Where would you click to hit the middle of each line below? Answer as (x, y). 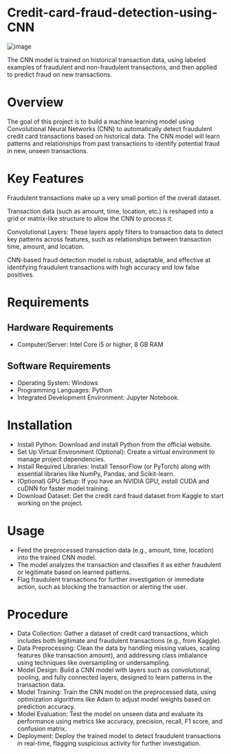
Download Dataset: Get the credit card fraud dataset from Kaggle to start (120, 495)
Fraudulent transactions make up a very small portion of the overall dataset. (114, 197)
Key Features (46, 179)
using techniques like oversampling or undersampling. (93, 663)
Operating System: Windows (57, 383)
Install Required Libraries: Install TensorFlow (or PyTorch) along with (113, 466)
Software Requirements (59, 366)
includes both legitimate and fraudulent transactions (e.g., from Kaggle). (119, 641)
